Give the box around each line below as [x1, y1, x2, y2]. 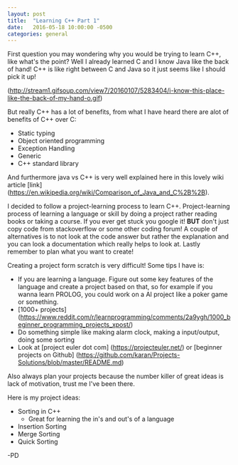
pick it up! [7, 73, 37, 81]
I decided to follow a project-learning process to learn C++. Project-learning [7, 202, 230, 211]
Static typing [17, 129, 55, 137]
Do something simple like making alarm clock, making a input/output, [17, 328, 220, 337]
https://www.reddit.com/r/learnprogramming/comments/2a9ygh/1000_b [20, 313, 231, 321]
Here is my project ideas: [7, 393, 80, 402]
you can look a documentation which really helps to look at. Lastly [7, 240, 201, 249]
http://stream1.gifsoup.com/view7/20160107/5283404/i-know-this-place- [9, 86, 225, 95]
